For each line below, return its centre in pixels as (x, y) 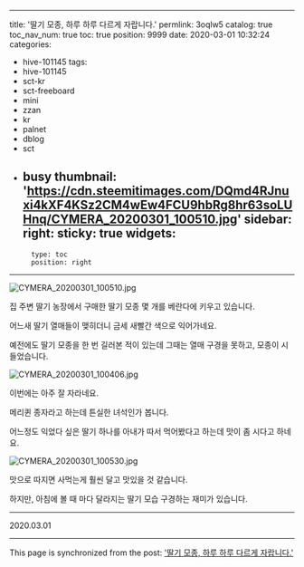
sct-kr (33, 81)
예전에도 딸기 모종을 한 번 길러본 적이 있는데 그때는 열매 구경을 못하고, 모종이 (144, 344)
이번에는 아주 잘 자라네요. (54, 393)
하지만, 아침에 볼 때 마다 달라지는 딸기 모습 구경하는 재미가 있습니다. (128, 498)
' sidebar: (264, 220)
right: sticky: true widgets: (99, 233)
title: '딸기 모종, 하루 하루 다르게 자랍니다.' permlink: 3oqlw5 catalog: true (141, 24)
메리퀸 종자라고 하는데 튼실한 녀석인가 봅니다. (89, 412)
